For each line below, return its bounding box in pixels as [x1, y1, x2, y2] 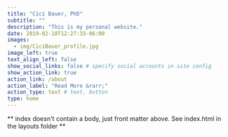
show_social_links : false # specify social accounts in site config [7, 63, 212, 70]
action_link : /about [7, 75, 68, 83]
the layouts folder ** [7, 122, 66, 130]
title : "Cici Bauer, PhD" [7, 10, 83, 18]
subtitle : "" [7, 17, 46, 24]
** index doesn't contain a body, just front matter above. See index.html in [7, 115, 222, 123]
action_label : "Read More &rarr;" [7, 82, 109, 89]
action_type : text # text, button [7, 89, 109, 96]
